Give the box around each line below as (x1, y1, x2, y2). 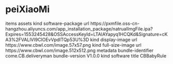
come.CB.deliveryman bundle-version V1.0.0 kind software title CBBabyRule (5, 52, 166, 59)
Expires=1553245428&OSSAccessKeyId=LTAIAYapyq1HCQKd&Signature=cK (5, 31, 168, 37)
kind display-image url (90, 37, 137, 43)
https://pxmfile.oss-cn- (90, 20, 140, 26)
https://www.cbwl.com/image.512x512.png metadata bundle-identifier (5, 47, 153, 53)
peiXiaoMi (5, 4, 50, 15)
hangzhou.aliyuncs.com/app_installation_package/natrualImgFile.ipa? (5, 25, 153, 31)
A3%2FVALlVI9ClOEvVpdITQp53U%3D (5, 37, 89, 43)
